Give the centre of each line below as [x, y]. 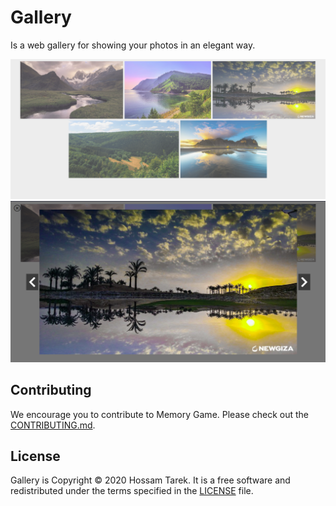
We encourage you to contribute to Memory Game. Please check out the [160, 414]
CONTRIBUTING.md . [53, 425]
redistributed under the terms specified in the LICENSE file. [132, 491]
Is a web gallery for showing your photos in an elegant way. [133, 45]
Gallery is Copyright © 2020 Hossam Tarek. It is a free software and [150, 480]
